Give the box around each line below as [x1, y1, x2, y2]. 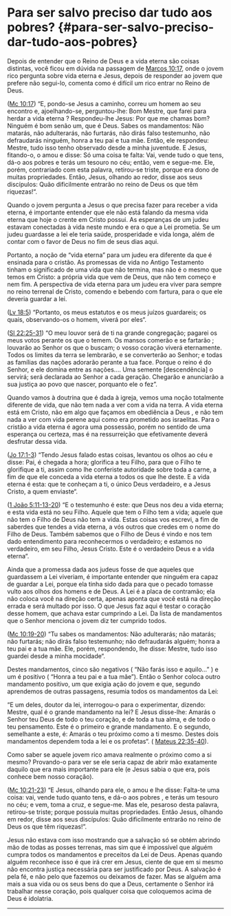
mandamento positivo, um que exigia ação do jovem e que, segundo [7, 680, 201, 688]
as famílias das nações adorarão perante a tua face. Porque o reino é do [7, 358, 212, 366]
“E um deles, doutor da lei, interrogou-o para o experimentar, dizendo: [7, 700, 206, 709]
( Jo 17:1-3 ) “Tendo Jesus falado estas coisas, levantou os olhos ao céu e [7, 450, 213, 459]
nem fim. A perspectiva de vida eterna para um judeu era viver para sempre [7, 280, 222, 288]
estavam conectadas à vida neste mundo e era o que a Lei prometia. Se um [7, 223, 221, 231]
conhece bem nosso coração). [7, 772, 94, 780]
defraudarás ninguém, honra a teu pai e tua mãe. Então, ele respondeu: [7, 136, 210, 144]
